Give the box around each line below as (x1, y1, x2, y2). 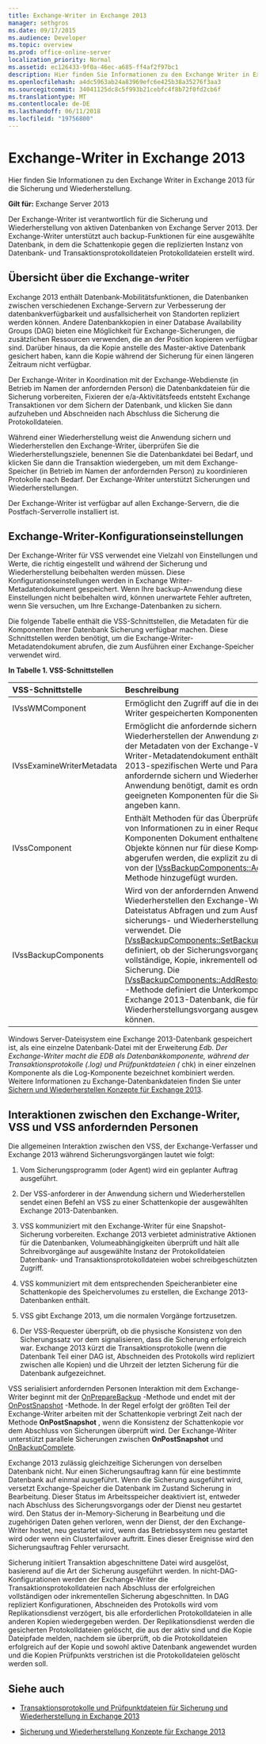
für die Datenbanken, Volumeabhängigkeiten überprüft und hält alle (19, 1238, 240, 1248)
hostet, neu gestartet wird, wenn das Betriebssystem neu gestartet (29, 1526, 248, 1535)
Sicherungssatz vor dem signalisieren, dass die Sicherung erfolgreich (19, 1335, 247, 1344)
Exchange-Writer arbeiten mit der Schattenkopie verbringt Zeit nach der (8, 1409, 243, 1419)
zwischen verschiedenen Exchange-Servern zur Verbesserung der (8, 301, 226, 310)
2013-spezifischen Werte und (124, 761, 239, 772)
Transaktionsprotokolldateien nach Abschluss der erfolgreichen (8, 1583, 215, 1593)
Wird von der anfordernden (124, 885, 226, 896)
